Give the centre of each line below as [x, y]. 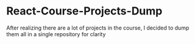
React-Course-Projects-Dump [84, 11]
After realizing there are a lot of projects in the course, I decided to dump [98, 28]
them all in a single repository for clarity [56, 34]
